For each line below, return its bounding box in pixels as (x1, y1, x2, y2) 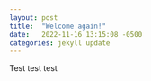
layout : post (9, 13, 58, 22)
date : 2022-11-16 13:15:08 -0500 (9, 30, 143, 39)
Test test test (9, 63, 58, 74)
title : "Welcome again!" (9, 22, 106, 31)
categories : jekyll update (9, 38, 111, 48)
